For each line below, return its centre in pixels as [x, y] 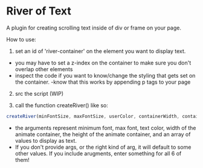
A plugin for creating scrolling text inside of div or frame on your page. [94, 28]
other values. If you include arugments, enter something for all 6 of [98, 153]
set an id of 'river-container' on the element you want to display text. [100, 51]
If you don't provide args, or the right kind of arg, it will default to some [103, 147]
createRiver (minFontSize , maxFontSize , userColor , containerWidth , [93, 116]
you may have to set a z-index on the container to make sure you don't [103, 63]
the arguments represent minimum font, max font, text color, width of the [105, 128]
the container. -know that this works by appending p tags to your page [103, 82]
